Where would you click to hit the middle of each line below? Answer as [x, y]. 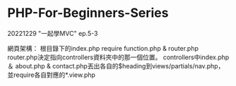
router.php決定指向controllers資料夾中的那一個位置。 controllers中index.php [118, 57]
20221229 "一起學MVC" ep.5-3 [53, 33]
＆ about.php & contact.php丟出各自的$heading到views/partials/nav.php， [116, 66]
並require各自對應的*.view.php [51, 75]
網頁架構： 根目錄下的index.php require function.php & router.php [103, 48]
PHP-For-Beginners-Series [88, 13]
